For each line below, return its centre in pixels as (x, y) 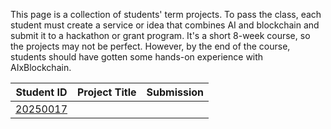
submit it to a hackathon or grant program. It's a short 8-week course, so (160, 35)
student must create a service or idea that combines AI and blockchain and (165, 25)
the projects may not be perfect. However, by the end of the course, (150, 46)
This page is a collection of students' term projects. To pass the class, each (166, 14)
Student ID (41, 92)
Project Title (107, 92)
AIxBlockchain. (41, 67)
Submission (175, 92)
